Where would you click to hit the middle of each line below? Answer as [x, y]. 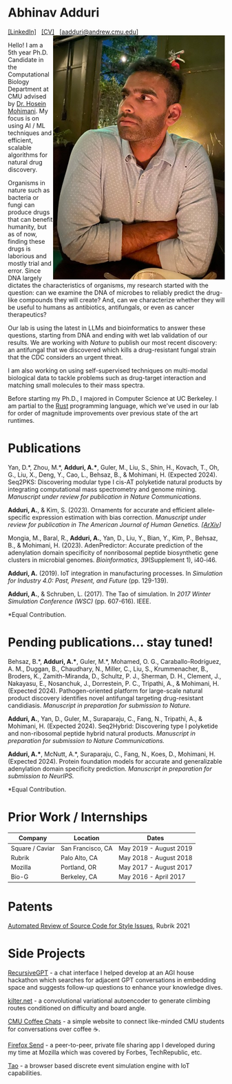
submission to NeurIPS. [41, 775]
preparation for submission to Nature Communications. [86, 740]
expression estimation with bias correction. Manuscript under [119, 517]
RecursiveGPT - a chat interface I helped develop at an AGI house [101, 972]
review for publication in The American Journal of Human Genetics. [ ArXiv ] [115, 524]
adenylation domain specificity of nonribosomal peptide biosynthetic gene [113, 552]
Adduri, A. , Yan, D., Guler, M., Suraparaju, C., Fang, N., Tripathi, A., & [105, 718]
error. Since [24, 271]
